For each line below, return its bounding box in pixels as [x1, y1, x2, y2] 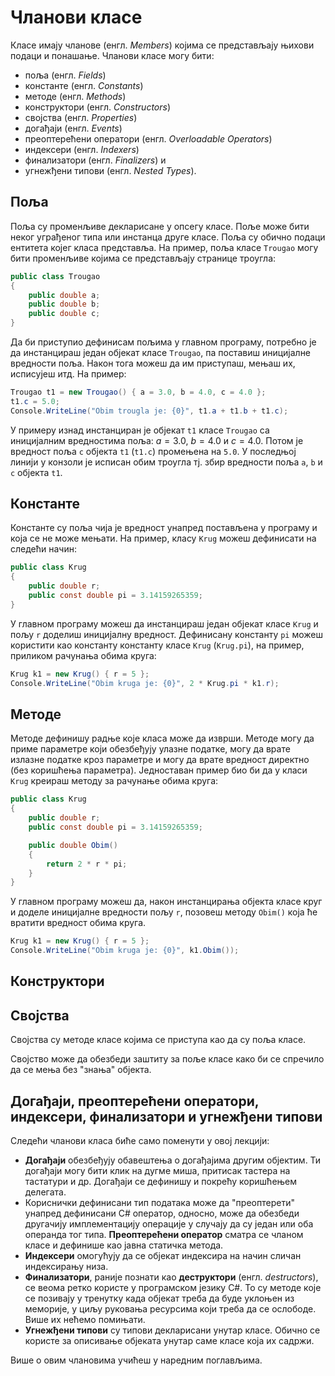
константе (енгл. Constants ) [24, 79, 144, 91]
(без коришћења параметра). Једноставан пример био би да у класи [10, 764, 308, 776]
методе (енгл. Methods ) [24, 90, 127, 102]
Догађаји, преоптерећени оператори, [10, 1092, 260, 1110]
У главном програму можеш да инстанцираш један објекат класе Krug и [10, 617, 319, 630]
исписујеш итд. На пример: [10, 368, 127, 380]
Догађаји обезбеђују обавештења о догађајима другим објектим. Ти [24, 1154, 322, 1166]
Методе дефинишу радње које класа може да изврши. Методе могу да [10, 732, 315, 745]
